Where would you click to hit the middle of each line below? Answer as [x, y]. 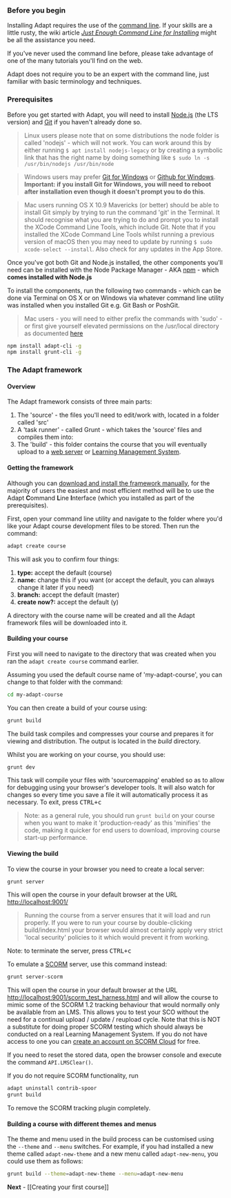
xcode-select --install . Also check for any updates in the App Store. [123, 249]
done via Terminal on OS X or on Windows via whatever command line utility [115, 298]
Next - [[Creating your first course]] [58, 1187]
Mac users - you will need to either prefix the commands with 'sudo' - [123, 318]
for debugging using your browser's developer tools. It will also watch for [111, 787]
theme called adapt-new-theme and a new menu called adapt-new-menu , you [113, 1154]
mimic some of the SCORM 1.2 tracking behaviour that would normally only [113, 1005]
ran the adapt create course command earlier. [73, 661]
